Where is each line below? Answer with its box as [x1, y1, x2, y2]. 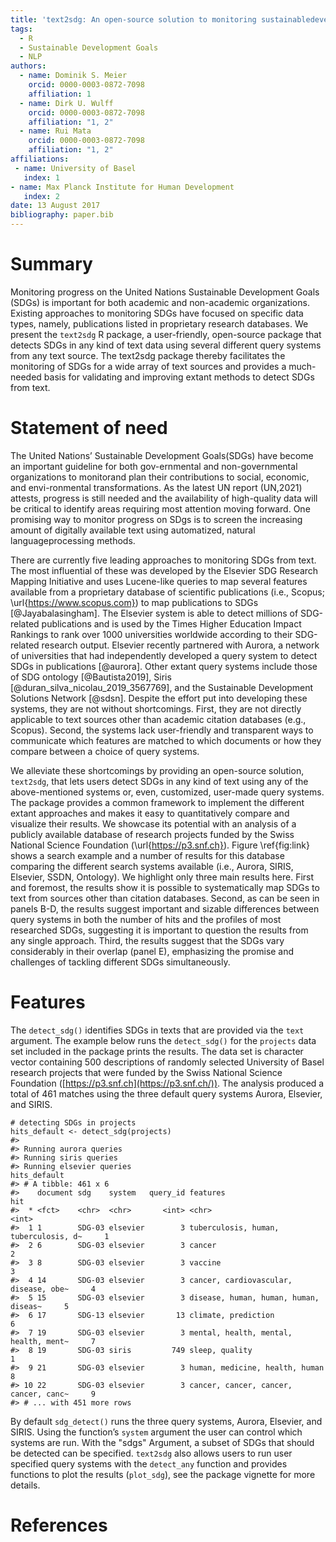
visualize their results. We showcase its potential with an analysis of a [10, 817, 297, 830]
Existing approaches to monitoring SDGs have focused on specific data [10, 307, 304, 319]
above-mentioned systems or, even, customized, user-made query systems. [10, 786, 325, 798]
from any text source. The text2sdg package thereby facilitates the [10, 349, 286, 361]
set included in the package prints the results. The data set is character [10, 1045, 304, 1057]
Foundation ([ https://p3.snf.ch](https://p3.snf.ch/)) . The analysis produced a [10, 1077, 325, 1089]
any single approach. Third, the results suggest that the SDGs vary [10, 934, 285, 946]
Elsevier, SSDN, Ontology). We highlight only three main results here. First [10, 871, 315, 883]
